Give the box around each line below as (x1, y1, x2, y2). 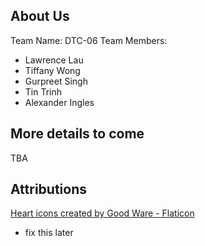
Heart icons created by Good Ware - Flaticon (10, 207, 195, 219)
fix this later (24, 227, 74, 239)
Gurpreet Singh (24, 75, 88, 87)
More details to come (10, 125, 145, 143)
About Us (10, 8, 70, 25)
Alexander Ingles (24, 96, 95, 108)
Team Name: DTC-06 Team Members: (10, 34, 168, 46)
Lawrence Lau (24, 54, 84, 66)
